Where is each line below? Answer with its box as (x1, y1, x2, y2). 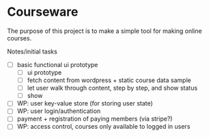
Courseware (7, 4, 79, 20)
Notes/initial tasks (7, 47, 58, 55)
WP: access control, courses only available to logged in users (16, 123, 191, 131)
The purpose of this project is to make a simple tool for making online (7, 27, 203, 35)
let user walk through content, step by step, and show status (27, 84, 198, 92)
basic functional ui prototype (16, 60, 98, 68)
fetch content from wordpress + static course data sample (27, 76, 191, 84)
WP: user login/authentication (16, 107, 101, 115)
